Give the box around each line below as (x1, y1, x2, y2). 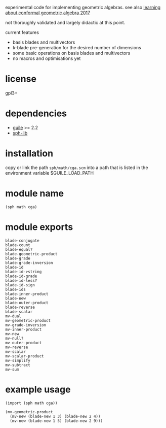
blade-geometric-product (5, 251, 58, 256)
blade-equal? (5, 247, 33, 252)
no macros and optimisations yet (12, 55, 81, 61)
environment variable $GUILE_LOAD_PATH (5, 170, 94, 176)
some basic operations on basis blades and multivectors (12, 50, 131, 56)
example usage (5, 383, 71, 395)
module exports (5, 221, 73, 233)
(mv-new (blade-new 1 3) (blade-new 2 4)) (10, 414, 101, 419)
